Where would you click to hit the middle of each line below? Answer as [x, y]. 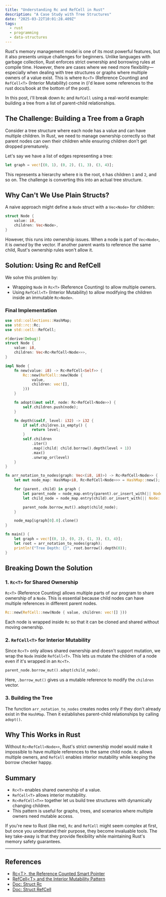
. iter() [40, 444]
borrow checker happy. [29, 762]
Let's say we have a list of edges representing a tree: [59, 156]
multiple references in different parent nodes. [51, 604]
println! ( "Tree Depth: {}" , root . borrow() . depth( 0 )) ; [70, 548]
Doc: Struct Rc [27, 884]
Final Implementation [31, 310]
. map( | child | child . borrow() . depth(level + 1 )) [82, 448]
